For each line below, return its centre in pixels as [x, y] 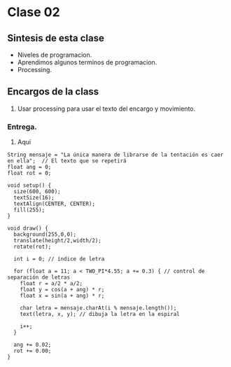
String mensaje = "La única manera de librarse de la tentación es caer [115, 155]
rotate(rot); [33, 247]
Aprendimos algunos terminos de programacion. [87, 62]
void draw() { [28, 228]
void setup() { [29, 186]
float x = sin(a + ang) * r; [62, 296]
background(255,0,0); [45, 235]
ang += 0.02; [33, 345]
